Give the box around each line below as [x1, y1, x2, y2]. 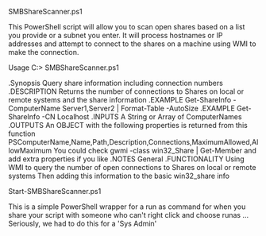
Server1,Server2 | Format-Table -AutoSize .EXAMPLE [62, 103, 236, 113]
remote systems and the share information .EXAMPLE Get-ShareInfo [8, 95, 232, 104]
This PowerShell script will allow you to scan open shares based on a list [8, 22, 245, 31]
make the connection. [8, 48, 79, 56]
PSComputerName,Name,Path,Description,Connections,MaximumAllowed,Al [8, 137, 259, 146]
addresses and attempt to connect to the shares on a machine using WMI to [8, 39, 256, 48]
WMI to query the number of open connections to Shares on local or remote [8, 163, 256, 172]
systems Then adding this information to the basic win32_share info [8, 171, 230, 180]
